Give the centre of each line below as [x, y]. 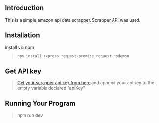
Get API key [23, 71]
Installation [23, 36]
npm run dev [30, 115]
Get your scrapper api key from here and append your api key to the [86, 83]
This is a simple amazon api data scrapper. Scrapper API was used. [73, 20]
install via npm [20, 47]
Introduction [24, 8]
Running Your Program [40, 103]
